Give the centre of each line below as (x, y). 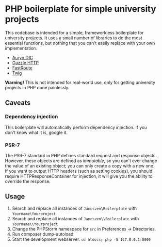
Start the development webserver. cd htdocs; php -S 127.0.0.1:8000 (81, 239)
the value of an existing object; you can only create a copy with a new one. (80, 165)
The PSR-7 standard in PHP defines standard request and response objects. (81, 155)
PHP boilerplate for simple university (81, 9)
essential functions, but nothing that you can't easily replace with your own (80, 43)
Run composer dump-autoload (43, 234)
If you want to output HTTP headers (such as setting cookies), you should (79, 171)
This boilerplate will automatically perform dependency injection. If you (76, 127)
